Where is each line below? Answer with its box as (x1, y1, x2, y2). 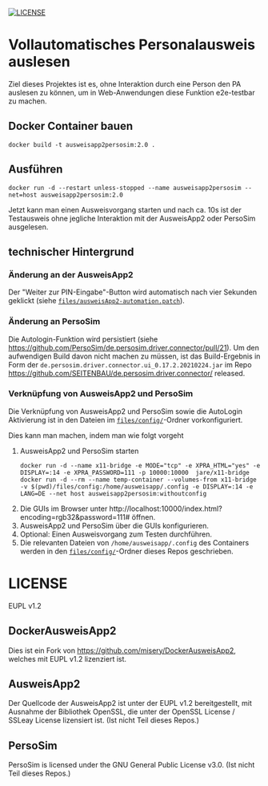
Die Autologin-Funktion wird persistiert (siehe (8, 334, 158, 344)
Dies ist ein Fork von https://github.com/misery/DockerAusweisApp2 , (8, 646, 236, 655)
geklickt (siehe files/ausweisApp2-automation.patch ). (8, 296, 186, 306)
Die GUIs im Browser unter (19, 504, 108, 513)
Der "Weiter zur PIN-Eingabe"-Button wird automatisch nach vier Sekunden (8, 287, 258, 297)
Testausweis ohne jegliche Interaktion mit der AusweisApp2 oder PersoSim (8, 213, 256, 223)
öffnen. (131, 512, 156, 521)
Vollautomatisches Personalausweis (8, 36, 256, 54)
